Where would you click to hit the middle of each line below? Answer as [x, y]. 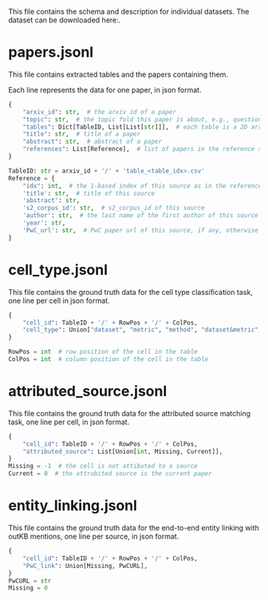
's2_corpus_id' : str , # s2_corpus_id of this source [114, 208]
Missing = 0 [28, 588]
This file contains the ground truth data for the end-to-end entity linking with [134, 528]
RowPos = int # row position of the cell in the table [103, 352]
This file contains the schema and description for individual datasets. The [129, 12]
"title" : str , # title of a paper [82, 134]
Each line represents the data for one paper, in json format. [105, 89]
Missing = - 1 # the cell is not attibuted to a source [103, 467]
